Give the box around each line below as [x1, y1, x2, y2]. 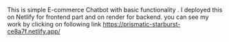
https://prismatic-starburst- [102, 20, 181, 28]
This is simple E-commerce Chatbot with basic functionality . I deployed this [7, 6, 223, 14]
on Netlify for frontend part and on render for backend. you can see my [7, 13, 209, 21]
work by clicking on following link [7, 20, 102, 28]
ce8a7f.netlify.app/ [7, 27, 61, 35]
